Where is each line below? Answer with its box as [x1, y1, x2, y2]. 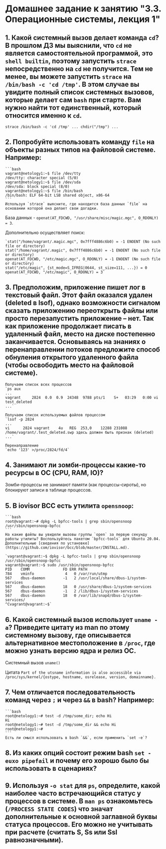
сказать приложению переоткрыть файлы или [5, 307, 158, 315]
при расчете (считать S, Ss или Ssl [5, 828, 117, 837]
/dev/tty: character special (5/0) [5, 175, 79, 180]
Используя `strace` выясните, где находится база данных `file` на [5, 201, 148, 207]
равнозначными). [5, 836, 63, 844]
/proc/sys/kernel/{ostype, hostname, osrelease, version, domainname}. [5, 675, 156, 680]
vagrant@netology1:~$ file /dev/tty [5, 171, 81, 176]
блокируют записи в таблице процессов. [5, 487, 92, 493]
